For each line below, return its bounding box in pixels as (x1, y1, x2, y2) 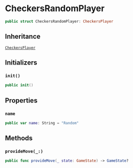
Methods (5, 134, 33, 142)
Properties (5, 96, 38, 104)
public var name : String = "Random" (5, 120, 79, 125)
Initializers (5, 59, 38, 67)
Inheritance (5, 33, 41, 41)
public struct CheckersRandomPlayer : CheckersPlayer (5, 19, 114, 24)
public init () (5, 83, 34, 88)
